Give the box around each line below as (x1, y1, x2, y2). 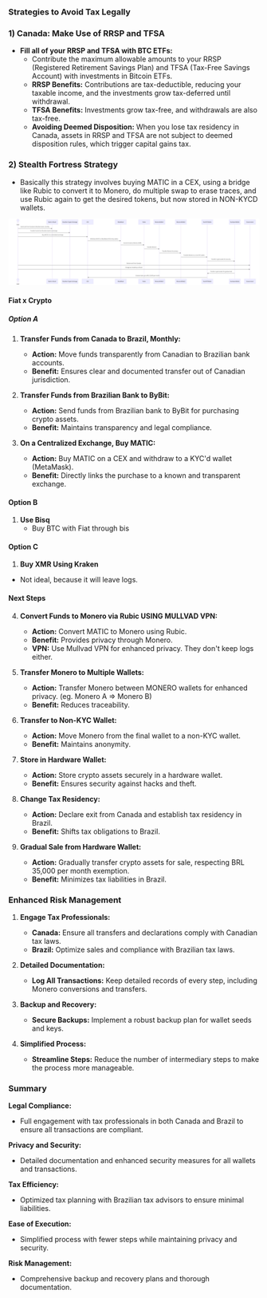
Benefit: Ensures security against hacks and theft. (31, 779, 197, 788)
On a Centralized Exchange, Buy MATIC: (19, 438, 156, 448)
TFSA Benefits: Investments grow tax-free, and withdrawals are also (31, 105, 257, 115)
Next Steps (8, 593, 46, 602)
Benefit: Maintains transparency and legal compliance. (31, 422, 213, 432)
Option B (8, 497, 38, 507)
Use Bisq (19, 515, 50, 525)
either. (31, 652, 53, 661)
